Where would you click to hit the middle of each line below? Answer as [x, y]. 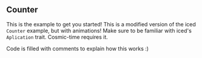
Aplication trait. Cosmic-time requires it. [57, 37]
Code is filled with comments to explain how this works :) [78, 48]
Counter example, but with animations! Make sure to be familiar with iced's [99, 30]
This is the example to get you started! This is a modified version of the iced [101, 24]
